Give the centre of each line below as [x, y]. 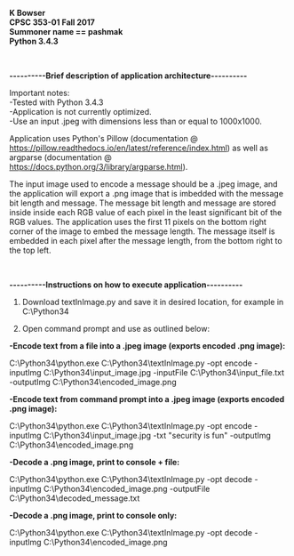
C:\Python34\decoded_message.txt [75, 498]
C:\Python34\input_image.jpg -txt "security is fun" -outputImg [157, 435]
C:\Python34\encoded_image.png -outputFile [127, 489]
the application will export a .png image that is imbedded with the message [147, 193]
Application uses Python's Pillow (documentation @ [103, 138]
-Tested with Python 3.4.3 [56, 102]
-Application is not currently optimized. [80, 112]
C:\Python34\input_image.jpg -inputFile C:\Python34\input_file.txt [164, 372]
